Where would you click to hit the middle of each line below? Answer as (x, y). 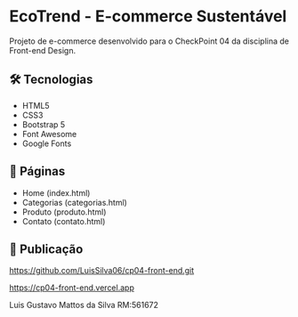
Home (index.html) (56, 192)
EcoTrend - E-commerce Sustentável (148, 16)
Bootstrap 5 (44, 124)
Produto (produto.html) (64, 212)
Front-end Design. (43, 50)
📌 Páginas (37, 171)
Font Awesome (49, 134)
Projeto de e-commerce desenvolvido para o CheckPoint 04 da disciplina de (149, 41)
